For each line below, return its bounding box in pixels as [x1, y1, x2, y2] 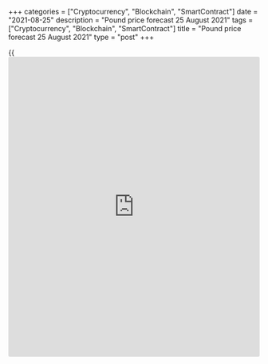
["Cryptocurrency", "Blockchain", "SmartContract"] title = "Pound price [8, 24, 242, 33]
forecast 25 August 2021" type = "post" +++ [8, 32, 155, 42]
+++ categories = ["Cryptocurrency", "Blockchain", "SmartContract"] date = [8, 7, 258, 16]
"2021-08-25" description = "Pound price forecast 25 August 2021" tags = [8, 15, 254, 25]
